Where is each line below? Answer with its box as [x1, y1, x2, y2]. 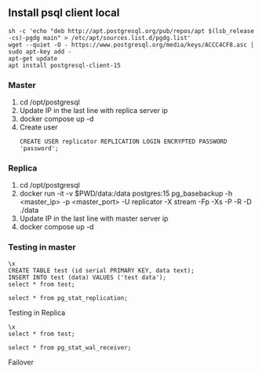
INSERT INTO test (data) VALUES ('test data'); [8, 273, 167, 281]
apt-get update [8, 54, 58, 62]
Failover [8, 357, 34, 367]
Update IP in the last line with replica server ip [19, 106, 169, 115]
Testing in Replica [8, 308, 66, 317]
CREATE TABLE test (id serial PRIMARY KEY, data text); [8, 266, 195, 274]
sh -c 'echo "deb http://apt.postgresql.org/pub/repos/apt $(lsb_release [8, 27, 255, 35]
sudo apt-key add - [8, 47, 72, 56]
